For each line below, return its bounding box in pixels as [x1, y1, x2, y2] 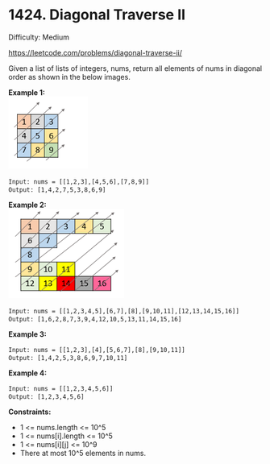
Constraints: [8, 407, 52, 416]
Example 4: [8, 368, 47, 378]
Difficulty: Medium [8, 32, 70, 42]
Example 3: [8, 329, 47, 339]
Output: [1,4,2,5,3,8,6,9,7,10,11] [8, 354, 128, 362]
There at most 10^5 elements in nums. [19, 448, 147, 458]
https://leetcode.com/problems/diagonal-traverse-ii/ [8, 48, 183, 57]
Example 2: [8, 200, 47, 209]
